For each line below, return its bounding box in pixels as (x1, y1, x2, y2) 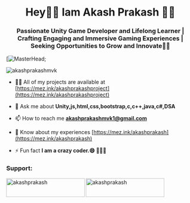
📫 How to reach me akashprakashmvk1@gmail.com (14, 115, 148, 122)
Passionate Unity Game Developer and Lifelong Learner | (16, 27, 185, 35)
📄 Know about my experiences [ (14, 129, 94, 136)
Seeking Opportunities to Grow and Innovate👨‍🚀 (30, 42, 170, 50)
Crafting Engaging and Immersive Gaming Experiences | (17, 34, 183, 43)
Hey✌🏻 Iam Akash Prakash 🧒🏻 (25, 5, 176, 19)
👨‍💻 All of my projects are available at (14, 78, 106, 86)
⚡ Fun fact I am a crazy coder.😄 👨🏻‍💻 (14, 147, 106, 154)
